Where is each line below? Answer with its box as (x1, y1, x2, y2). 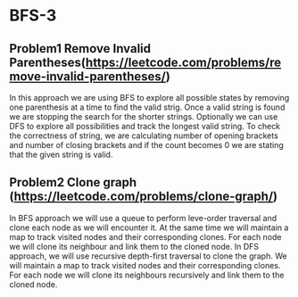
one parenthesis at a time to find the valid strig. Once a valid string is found (9, 102, 286, 112)
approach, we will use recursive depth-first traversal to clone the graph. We (9, 251, 287, 261)
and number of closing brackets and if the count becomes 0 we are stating (9, 140, 284, 150)
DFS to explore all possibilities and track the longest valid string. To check (9, 121, 281, 131)
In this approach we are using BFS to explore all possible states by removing (9, 93, 290, 103)
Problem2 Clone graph (9, 175, 137, 190)
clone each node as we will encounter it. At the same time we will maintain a (9, 222, 289, 233)
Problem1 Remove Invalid (9, 41, 152, 56)
